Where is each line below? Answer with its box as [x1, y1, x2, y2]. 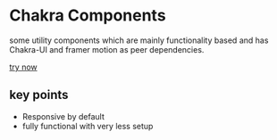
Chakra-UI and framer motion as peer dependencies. [9, 44, 205, 54]
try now [9, 62, 38, 72]
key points [9, 87, 69, 103]
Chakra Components [9, 5, 167, 26]
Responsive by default [21, 111, 105, 121]
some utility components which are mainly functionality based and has [9, 35, 269, 45]
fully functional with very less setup [21, 120, 154, 131]
